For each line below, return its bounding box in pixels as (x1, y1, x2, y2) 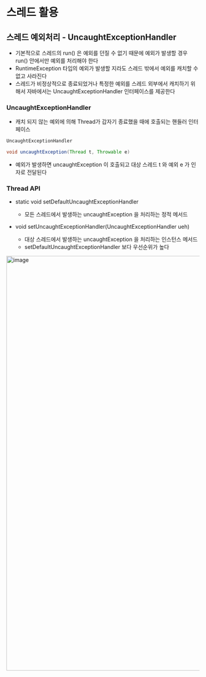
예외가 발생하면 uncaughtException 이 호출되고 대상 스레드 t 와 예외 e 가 (15, 161, 190, 169)
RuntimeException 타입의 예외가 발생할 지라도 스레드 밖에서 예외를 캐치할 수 (15, 65, 199, 72)
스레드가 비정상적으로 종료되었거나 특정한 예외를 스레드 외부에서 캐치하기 (15, 80, 189, 87)
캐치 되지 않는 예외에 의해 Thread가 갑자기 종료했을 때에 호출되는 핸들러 (15, 118, 187, 126)
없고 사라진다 (15, 72, 47, 80)
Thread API (6, 184, 41, 193)
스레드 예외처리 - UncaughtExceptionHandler (6, 32, 177, 42)
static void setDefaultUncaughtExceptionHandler (15, 198, 139, 205)
